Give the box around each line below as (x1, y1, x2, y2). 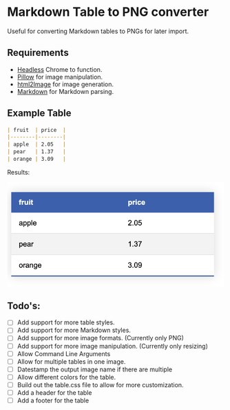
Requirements (7, 47, 69, 59)
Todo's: (7, 300, 41, 311)
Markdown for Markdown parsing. (17, 87, 114, 95)
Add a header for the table (17, 388, 92, 397)
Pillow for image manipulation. (17, 72, 103, 81)
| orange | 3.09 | (7, 156, 67, 163)
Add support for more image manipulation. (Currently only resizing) (17, 342, 209, 350)
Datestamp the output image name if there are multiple (17, 365, 173, 373)
